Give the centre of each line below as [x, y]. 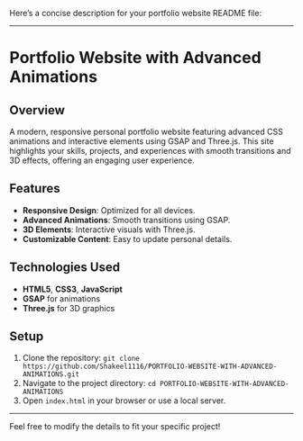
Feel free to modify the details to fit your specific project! [115, 427]
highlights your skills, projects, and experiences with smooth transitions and [150, 151]
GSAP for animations [61, 298]
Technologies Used [64, 268]
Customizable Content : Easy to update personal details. [127, 238]
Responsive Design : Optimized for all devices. [109, 210]
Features [35, 189]
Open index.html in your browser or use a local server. [124, 400]
